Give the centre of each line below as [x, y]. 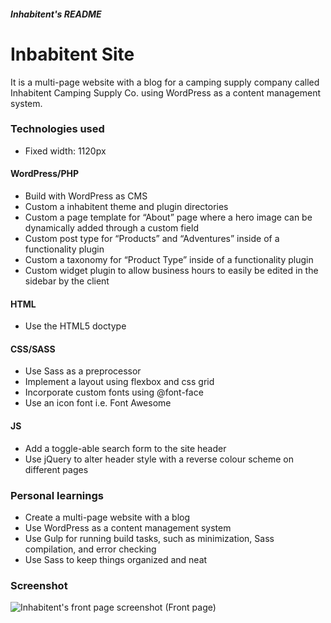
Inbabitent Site [72, 54]
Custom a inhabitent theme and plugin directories [126, 207]
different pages [56, 469]
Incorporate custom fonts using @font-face [114, 392]
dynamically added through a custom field [111, 228]
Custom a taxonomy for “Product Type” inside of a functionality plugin [169, 260]
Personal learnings [57, 495]
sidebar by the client [67, 281]
